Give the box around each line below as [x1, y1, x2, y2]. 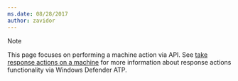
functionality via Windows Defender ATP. [7, 65, 128, 74]
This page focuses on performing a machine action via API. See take [7, 50, 208, 59]
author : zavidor [7, 17, 55, 24]
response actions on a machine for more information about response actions [7, 58, 232, 66]
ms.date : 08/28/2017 [7, 10, 69, 18]
